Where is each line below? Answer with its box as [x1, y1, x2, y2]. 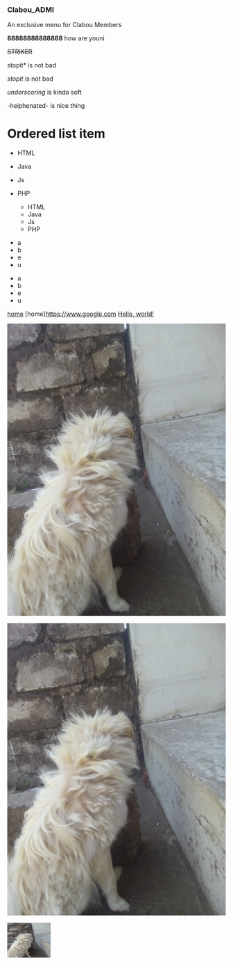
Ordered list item [7, 126, 105, 142]
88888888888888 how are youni [7, 34, 105, 42]
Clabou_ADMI [7, 5, 54, 15]
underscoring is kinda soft [7, 88, 82, 97]
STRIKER [7, 47, 33, 56]
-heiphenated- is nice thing [7, 102, 85, 110]
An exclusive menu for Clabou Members [7, 21, 122, 29]
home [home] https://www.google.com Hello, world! [7, 310, 155, 318]
